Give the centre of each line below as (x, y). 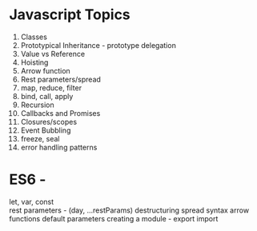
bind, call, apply (47, 96)
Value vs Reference (53, 54)
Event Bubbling (46, 130)
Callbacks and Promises (60, 113)
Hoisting (34, 62)
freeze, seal (40, 138)
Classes (34, 37)
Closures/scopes (49, 121)
